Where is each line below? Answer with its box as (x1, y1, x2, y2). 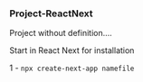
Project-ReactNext (9, 7, 93, 20)
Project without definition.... (9, 28, 113, 39)
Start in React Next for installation (9, 45, 135, 56)
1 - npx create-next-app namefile (9, 62, 135, 74)
